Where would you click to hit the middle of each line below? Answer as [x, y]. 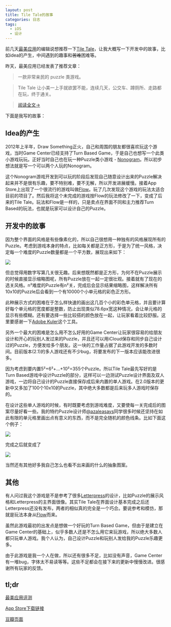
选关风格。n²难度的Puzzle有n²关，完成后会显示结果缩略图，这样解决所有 [82, 285]
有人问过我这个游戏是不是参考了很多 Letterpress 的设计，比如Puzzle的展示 [82, 495]
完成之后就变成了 [23, 445]
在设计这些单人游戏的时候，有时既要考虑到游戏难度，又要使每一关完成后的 [83, 405]
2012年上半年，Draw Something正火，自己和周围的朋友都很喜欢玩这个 [79, 146]
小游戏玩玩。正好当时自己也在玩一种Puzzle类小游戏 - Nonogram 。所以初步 [84, 159]
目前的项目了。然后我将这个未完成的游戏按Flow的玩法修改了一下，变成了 [82, 195]
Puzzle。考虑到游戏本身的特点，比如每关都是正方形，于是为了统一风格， [81, 246]
